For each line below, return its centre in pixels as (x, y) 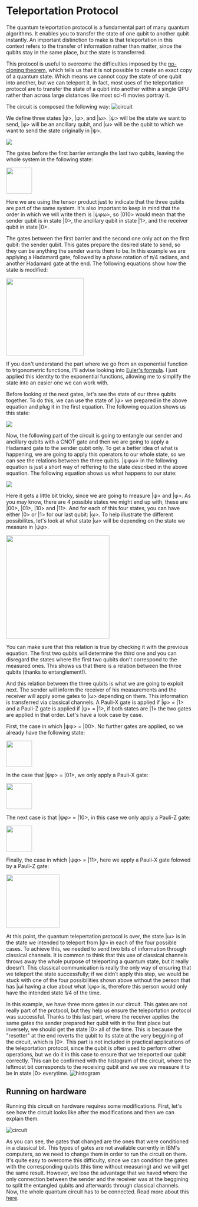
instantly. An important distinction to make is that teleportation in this (89, 40)
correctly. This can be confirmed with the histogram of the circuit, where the (99, 1061)
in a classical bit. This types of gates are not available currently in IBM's (93, 1147)
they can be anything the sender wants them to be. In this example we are (96, 251)
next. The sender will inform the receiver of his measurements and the (91, 690)
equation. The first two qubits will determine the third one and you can (91, 653)
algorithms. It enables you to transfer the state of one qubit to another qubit (98, 33)
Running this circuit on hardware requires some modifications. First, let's (94, 1106)
